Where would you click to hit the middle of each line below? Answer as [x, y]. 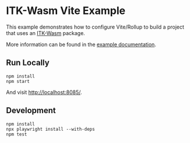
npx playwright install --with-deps [50, 129]
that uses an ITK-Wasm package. [46, 33]
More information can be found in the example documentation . [81, 44]
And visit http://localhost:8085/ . [44, 92]
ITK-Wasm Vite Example [66, 11]
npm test [17, 134]
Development [31, 111]
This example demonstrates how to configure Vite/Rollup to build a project [95, 27]
